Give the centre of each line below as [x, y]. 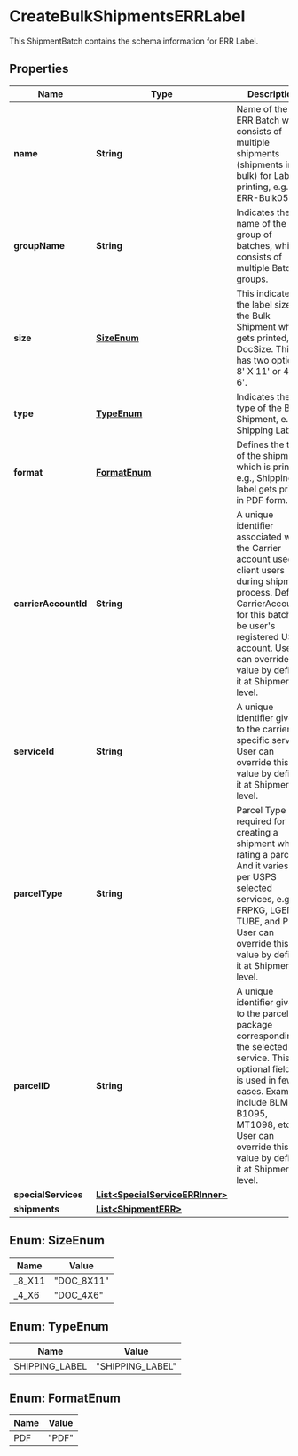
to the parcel [263, 1013]
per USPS [256, 876]
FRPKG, [252, 910]
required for [261, 821]
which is [254, 467]
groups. [252, 279]
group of [254, 235]
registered [258, 636]
